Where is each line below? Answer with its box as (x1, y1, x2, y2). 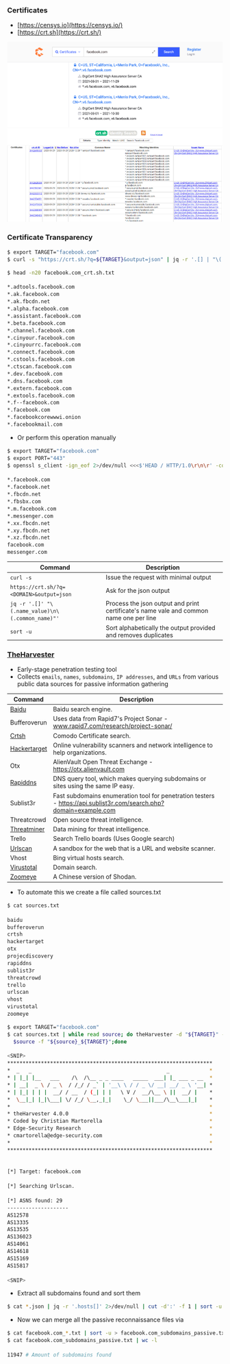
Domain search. (53, 863, 97, 872)
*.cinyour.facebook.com (7, 334, 75, 341)
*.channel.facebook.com (7, 327, 75, 334)
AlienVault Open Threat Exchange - (53, 758, 153, 766)
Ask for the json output (105, 586, 170, 594)
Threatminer (10, 825, 45, 833)
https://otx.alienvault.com (53, 765, 125, 773)
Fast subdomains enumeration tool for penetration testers (53, 791, 215, 800)
